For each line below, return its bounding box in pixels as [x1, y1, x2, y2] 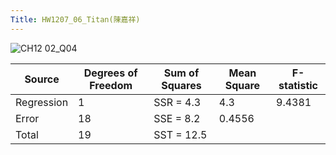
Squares [161, 78, 202, 92]
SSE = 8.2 [153, 111, 201, 125]
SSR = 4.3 [153, 95, 202, 109]
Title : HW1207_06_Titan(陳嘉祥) [10, 14, 141, 25]
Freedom [89, 78, 133, 92]
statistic [278, 78, 318, 92]
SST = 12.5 [153, 127, 208, 141]
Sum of [163, 66, 200, 80]
